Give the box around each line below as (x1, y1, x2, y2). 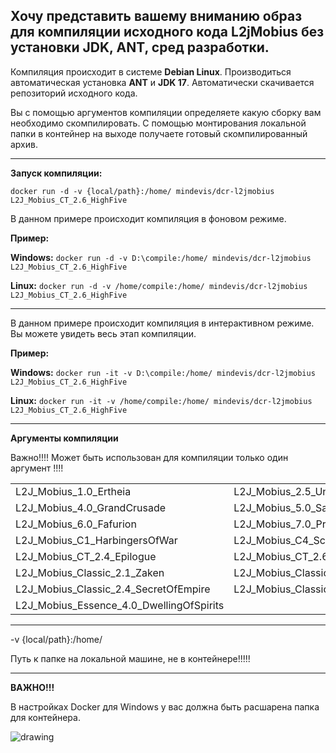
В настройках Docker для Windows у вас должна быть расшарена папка (10, 700, 320, 713)
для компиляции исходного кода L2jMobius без (10, 24, 325, 41)
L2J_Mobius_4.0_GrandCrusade (15, 500, 167, 514)
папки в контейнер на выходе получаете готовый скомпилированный (10, 127, 308, 139)
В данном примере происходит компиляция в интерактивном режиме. (10, 317, 315, 329)
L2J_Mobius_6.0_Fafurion (15, 517, 137, 531)
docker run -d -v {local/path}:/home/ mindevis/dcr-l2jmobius (10, 186, 275, 196)
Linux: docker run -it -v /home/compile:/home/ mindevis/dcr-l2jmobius (10, 394, 313, 406)
